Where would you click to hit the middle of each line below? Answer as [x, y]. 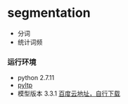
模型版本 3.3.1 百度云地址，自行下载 [69, 93]
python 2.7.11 [36, 78]
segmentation [49, 13]
